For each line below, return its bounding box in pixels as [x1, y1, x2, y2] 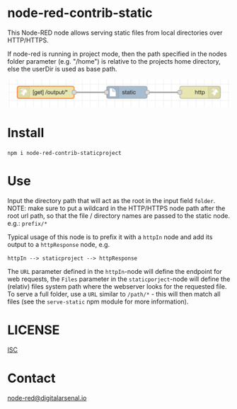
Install [7, 125, 45, 141]
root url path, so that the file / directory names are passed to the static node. [7, 211, 230, 220]
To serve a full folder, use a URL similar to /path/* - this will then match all [7, 289, 221, 298]
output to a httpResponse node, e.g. [7, 240, 110, 248]
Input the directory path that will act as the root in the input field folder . [7, 196, 216, 204]
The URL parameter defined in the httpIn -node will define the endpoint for [7, 267, 223, 275]
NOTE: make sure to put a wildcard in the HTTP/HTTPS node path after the [7, 204, 226, 212]
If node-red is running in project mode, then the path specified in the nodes [7, 50, 228, 58]
